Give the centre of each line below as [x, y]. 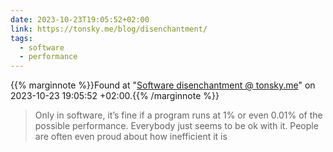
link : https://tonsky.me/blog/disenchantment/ [109, 29]
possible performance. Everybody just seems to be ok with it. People [176, 126]
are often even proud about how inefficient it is [131, 137]
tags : [21, 38]
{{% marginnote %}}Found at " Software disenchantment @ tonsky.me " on [163, 85]
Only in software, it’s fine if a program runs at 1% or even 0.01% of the [178, 115]
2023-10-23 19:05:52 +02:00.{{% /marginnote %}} [115, 96]
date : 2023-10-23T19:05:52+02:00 [80, 19]
